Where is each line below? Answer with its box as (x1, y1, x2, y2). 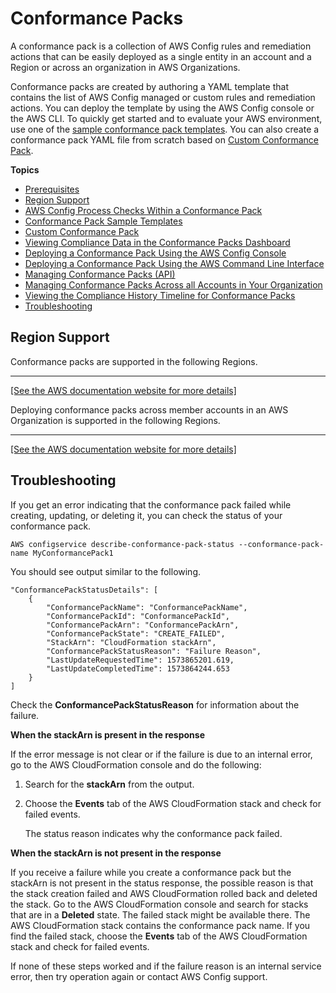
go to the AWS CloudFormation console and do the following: (10, 758, 262, 771)
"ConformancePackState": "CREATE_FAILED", (46, 628, 226, 639)
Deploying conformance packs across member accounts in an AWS (10, 403, 289, 416)
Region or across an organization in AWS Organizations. (10, 61, 241, 73)
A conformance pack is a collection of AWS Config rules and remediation (10, 40, 312, 52)
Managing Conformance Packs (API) (24, 268, 176, 280)
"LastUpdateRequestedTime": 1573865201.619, (46, 655, 235, 665)
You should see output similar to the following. (10, 565, 202, 577)
